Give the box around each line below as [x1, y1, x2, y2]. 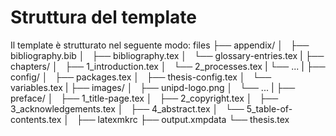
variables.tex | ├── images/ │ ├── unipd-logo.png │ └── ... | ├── [10, 81, 296, 93]
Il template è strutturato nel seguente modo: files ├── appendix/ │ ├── [10, 39, 310, 51]
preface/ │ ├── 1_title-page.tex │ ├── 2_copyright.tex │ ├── [10, 92, 279, 104]
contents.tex [10, 113, 62, 125]
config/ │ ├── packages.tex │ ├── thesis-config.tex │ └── [10, 71, 272, 83]
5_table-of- [246, 102, 293, 115]
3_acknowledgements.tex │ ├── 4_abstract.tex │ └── [10, 102, 245, 115]
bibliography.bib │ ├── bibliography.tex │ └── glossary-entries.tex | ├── [10, 49, 325, 61]
